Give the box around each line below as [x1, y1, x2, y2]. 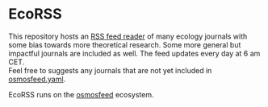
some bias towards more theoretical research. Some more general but [8, 39, 241, 49]
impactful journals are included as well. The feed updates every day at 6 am [8, 48, 261, 58]
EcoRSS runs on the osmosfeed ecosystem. [8, 89, 154, 99]
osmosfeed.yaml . [8, 74, 66, 84]
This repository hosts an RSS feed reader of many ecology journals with [8, 31, 248, 41]
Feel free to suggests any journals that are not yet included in [8, 65, 212, 75]
